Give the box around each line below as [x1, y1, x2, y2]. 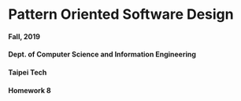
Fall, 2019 [8, 31, 41, 41]
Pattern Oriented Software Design [8, 5, 234, 23]
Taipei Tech [8, 67, 47, 77]
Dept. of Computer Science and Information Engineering [8, 49, 197, 60]
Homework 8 [8, 85, 51, 95]
